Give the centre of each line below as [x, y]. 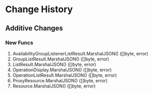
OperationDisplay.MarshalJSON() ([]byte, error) [62, 70]
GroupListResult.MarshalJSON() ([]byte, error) [61, 59]
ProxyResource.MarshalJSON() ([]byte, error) [60, 80]
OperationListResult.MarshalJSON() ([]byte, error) [65, 75]
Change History [39, 9]
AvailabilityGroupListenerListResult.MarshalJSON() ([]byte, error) [80, 53]
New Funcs [19, 43]
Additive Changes [34, 28]
